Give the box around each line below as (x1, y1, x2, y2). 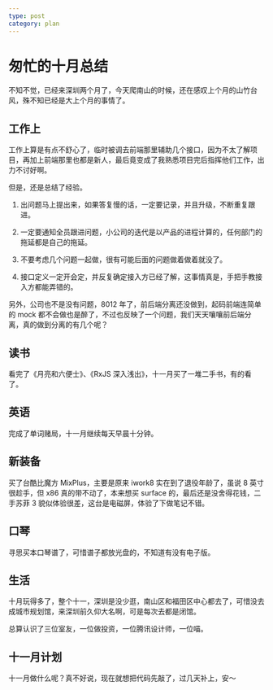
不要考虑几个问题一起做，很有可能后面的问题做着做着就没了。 (19, 255, 227, 264)
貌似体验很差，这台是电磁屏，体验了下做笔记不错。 (37, 498, 210, 508)
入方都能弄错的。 (19, 282, 78, 292)
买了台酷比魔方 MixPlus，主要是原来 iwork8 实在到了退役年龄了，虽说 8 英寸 (8, 478, 264, 487)
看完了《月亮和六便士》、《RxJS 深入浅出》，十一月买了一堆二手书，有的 (8, 369, 245, 379)
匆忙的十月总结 (8, 57, 109, 76)
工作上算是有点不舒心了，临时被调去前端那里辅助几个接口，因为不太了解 (8, 145, 250, 155)
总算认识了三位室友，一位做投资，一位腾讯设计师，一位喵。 (8, 624, 208, 634)
